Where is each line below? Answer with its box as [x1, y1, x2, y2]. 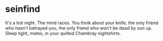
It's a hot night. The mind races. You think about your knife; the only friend [5, 20, 158, 26]
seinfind [5, 3, 40, 15]
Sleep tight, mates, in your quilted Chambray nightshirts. [5, 30, 121, 36]
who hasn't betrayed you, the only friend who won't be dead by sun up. [5, 25, 152, 31]
